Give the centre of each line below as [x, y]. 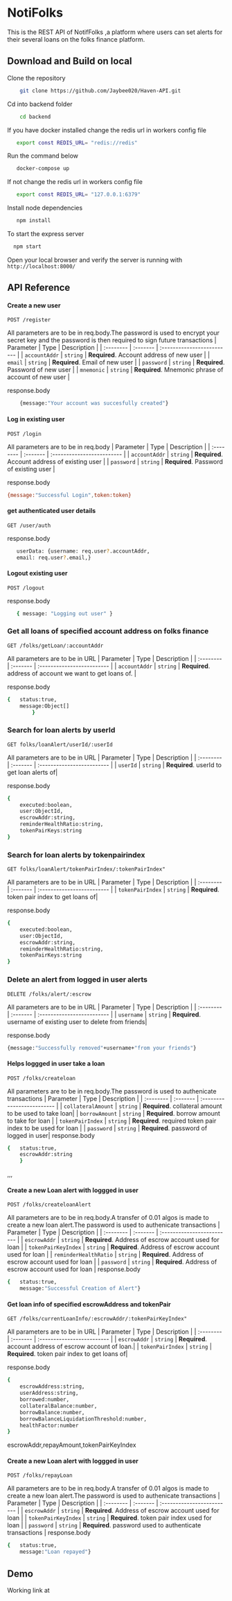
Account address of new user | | [164, 355]
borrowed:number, [45, 1400]
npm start [27, 246]
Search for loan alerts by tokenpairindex [76, 855]
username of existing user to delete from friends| [77, 1021]
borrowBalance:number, [52, 1412]
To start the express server [46, 234]
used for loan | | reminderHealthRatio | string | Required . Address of [106, 1255]
